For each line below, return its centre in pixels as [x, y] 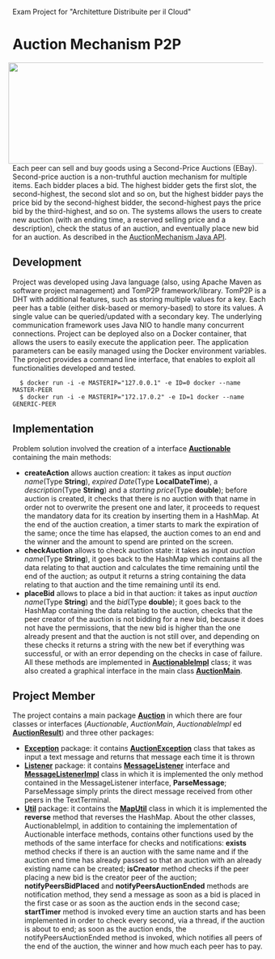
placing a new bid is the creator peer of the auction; [110, 877]
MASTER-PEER [32, 390]
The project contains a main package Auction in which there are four [127, 715]
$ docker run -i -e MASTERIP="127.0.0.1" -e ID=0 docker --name [130, 383]
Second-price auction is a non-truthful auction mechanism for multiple [130, 177]
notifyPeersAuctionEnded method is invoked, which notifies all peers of [143, 938]
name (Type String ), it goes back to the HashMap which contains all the [143, 559]
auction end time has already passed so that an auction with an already [143, 860]
